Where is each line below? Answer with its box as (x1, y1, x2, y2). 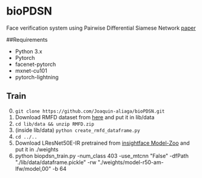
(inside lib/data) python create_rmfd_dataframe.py (15, 126, 141, 134)
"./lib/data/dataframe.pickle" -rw (15, 159, 97, 166)
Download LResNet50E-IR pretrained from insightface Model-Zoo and (15, 139, 190, 147)
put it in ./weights (15, 145, 59, 153)
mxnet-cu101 (15, 67, 47, 74)
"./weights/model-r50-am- (98, 159, 164, 166)
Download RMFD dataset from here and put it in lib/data (15, 113, 155, 120)
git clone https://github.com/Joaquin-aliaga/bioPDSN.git (15, 108, 165, 114)
